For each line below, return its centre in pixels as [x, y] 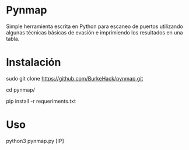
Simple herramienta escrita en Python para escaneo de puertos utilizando [95, 26]
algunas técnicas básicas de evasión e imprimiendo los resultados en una [94, 32]
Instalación [34, 62]
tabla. [13, 39]
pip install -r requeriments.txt [41, 101]
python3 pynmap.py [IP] [35, 141]
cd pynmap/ [20, 90]
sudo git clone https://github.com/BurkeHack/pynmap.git [75, 78]
